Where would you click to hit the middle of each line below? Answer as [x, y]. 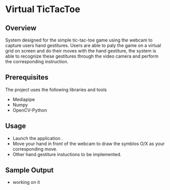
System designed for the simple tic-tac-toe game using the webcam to [79, 40]
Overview [21, 28]
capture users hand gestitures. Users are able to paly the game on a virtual [83, 45]
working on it [26, 182]
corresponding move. [35, 149]
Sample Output [30, 170]
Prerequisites [27, 78]
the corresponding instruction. [37, 61]
